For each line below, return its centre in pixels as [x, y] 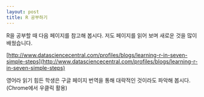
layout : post [23, 12]
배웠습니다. [19, 43]
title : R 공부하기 [27, 17]
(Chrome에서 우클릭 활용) [37, 87]
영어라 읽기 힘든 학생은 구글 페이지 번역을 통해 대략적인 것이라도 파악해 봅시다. [99, 80]
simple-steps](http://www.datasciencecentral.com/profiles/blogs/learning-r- [102, 61]
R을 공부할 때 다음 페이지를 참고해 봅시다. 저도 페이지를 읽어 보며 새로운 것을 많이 [102, 35]
